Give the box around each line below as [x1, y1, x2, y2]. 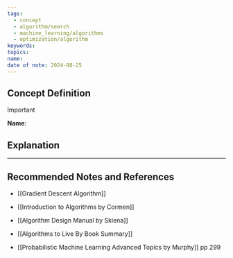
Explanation [7, 139, 60, 151]
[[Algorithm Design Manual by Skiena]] [17, 216, 128, 225]
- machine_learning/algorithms [13, 29, 104, 37]
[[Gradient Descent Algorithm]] [17, 189, 106, 198]
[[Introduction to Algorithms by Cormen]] [17, 203, 135, 212]
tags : [7, 10, 23, 17]
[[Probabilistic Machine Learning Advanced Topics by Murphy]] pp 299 [17, 243, 221, 252]
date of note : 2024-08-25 [7, 62, 82, 69]
